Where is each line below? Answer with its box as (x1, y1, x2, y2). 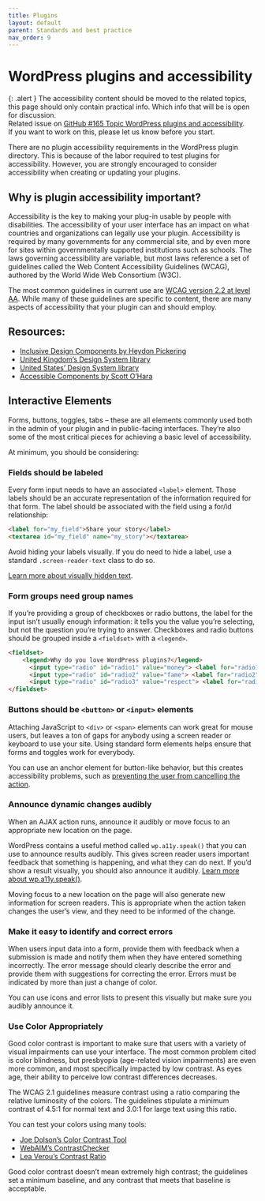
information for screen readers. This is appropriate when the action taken (8, 898, 246, 907)
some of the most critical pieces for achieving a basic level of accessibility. (8, 432, 252, 441)
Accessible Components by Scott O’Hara (19, 371, 153, 381)
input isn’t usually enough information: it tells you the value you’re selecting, (8, 617, 255, 626)
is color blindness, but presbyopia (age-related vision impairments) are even (8, 1056, 256, 1065)
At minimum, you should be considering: (8, 447, 140, 456)
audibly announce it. (8, 1001, 75, 1011)
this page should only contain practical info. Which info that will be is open (8, 102, 250, 111)
